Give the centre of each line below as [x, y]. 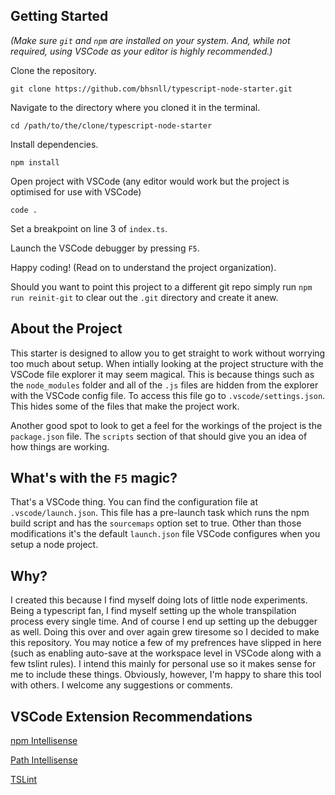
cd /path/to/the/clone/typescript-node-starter [111, 125]
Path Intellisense [44, 760]
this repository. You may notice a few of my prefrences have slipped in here [166, 643]
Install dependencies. [54, 144]
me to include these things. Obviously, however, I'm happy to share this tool [166, 675]
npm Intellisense [44, 741]
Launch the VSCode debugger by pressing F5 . [105, 248]
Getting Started [59, 16]
